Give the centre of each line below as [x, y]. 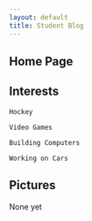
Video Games [31, 127]
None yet [25, 206]
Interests [34, 91]
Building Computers [45, 142]
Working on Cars [39, 158]
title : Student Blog [47, 26]
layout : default [39, 17]
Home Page [41, 61]
